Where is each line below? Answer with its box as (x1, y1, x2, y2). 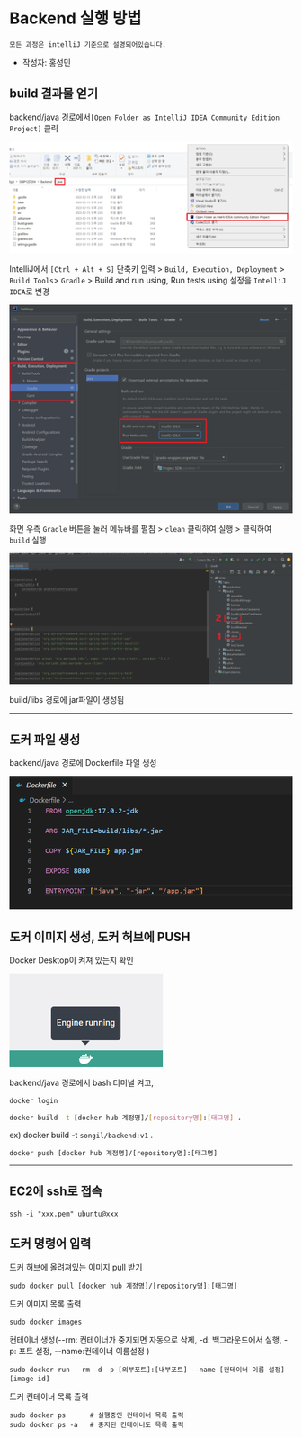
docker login (9, 1097, 58, 1106)
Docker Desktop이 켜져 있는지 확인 (9, 955, 134, 965)
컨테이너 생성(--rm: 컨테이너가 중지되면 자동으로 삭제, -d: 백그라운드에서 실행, (9, 1334, 282, 1345)
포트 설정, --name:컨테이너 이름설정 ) (18, 1345, 150, 1356)
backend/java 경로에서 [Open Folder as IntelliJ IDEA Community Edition (9, 112, 280, 122)
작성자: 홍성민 (22, 57, 72, 67)
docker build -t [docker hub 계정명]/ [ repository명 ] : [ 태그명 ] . (9, 1113, 243, 1123)
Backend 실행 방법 (9, 8, 142, 29)
